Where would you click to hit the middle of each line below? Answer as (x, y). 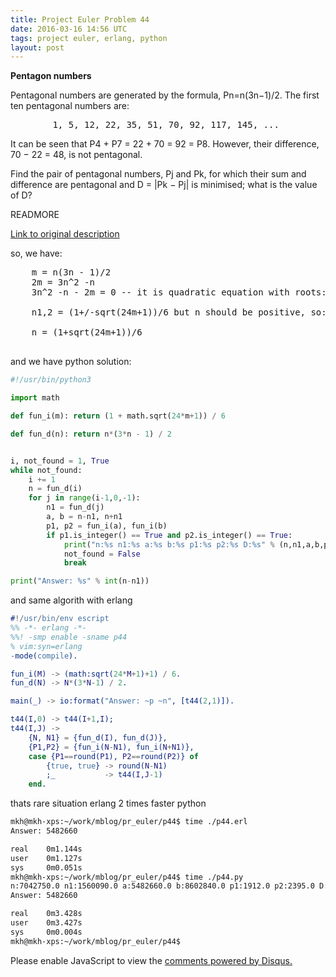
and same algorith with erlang (71, 600)
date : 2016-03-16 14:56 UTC (69, 29)
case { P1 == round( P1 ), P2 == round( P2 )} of (113, 756)
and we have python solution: (71, 362)
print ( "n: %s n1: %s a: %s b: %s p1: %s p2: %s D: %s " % (169, 544)
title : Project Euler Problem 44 (80, 19)
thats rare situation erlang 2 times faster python (108, 803)
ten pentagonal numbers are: (70, 106)
